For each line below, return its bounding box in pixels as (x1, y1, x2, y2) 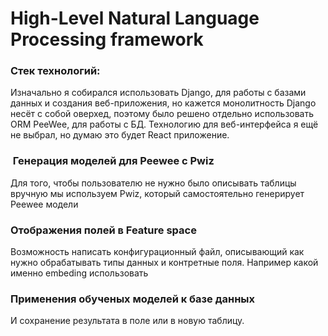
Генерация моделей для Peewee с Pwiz (12, 154, 215, 168)
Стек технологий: (10, 64, 101, 78)
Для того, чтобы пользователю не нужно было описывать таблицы (10, 177, 297, 189)
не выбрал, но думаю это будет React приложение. (10, 129, 230, 141)
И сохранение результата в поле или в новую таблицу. (10, 315, 245, 327)
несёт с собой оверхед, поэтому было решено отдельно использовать (10, 108, 315, 120)
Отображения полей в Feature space (10, 223, 197, 237)
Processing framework (10, 28, 204, 51)
